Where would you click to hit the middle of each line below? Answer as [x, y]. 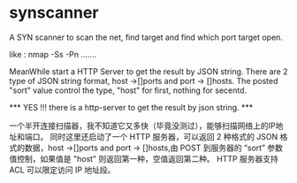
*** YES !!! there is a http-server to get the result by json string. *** [131, 107]
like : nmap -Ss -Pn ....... [53, 54]
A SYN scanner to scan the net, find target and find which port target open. [146, 37]
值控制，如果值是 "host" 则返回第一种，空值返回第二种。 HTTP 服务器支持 [144, 158]
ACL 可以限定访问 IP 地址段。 [62, 170]
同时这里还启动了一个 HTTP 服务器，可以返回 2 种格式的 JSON [164, 136]
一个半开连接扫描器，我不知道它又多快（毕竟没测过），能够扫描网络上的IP [142, 126]
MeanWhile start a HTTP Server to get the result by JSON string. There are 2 [148, 71]
